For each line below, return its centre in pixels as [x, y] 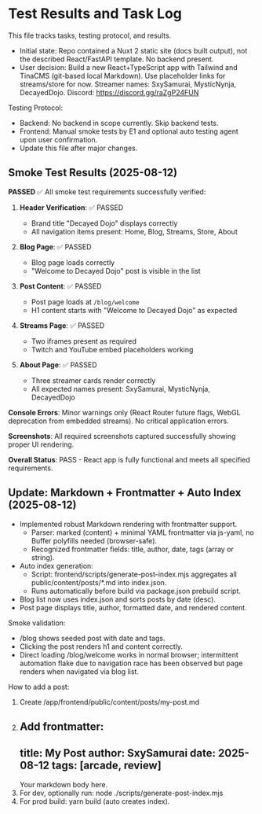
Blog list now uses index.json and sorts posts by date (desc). [118, 599]
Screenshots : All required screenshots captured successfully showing [122, 436]
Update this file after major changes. [78, 148]
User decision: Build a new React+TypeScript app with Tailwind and [128, 67]
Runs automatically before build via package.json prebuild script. [136, 591]
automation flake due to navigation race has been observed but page [131, 663]
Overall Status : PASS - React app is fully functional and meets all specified [129, 459]
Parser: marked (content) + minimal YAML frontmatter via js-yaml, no [143, 532]
